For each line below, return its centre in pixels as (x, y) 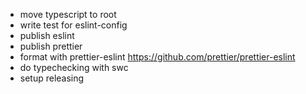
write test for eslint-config (73, 25)
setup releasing (52, 78)
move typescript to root (68, 14)
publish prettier (51, 46)
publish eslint (47, 35)
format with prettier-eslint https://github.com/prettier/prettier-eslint (157, 57)
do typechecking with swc (74, 67)
